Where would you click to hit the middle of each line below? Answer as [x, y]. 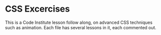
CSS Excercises [37, 9]
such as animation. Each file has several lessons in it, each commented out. [81, 27]
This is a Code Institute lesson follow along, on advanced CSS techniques [79, 22]
